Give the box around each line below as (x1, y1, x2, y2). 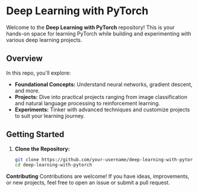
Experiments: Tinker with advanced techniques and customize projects (14, 105, 190, 113)
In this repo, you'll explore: (6, 69, 71, 76)
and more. (14, 87, 40, 94)
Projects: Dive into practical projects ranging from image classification (14, 93, 188, 100)
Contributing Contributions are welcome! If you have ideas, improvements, (6, 173, 190, 180)
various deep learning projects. (6, 36, 82, 43)
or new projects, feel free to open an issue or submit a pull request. (6, 179, 170, 186)
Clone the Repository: (14, 145, 70, 152)
